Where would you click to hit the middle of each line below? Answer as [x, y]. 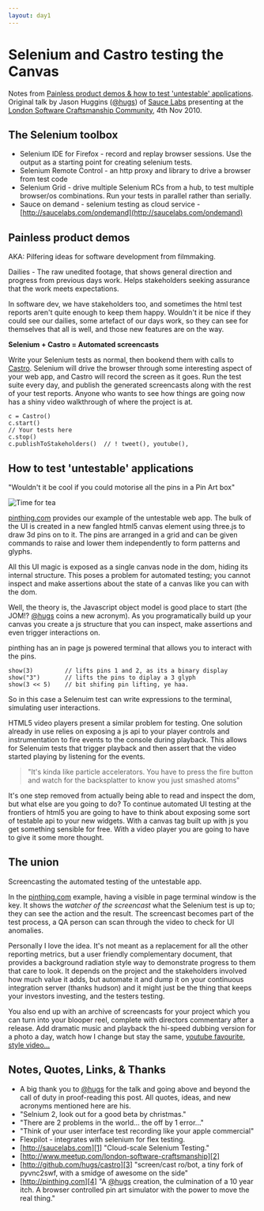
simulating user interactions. [54, 707]
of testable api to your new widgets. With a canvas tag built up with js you [128, 821]
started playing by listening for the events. [77, 756]
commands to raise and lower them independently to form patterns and [124, 543]
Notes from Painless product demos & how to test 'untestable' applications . [131, 93]
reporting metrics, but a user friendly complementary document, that [121, 954]
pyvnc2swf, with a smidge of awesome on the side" [104, 1173]
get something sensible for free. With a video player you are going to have [129, 829]
